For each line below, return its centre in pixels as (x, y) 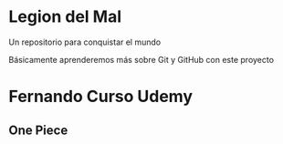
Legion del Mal (65, 17)
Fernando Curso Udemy (101, 97)
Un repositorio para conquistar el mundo (85, 42)
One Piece (38, 130)
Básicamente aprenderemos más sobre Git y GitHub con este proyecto (141, 59)
